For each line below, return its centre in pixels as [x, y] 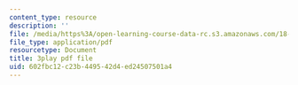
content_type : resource [53, 17]
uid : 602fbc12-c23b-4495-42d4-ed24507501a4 [91, 67]
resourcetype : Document [53, 50]
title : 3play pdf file [51, 58]
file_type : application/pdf [61, 42]
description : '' [39, 26]
